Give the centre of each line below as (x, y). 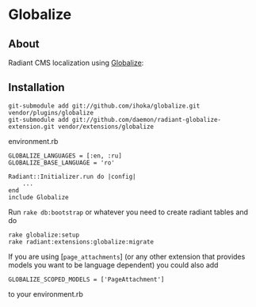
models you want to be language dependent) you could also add (113, 265)
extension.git (32, 127)
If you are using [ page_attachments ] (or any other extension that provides (127, 256)
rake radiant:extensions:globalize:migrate (81, 242)
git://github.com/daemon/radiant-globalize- (147, 119)
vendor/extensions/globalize (106, 127)
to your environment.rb (46, 294)
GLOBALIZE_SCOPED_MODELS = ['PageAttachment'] (86, 279)
